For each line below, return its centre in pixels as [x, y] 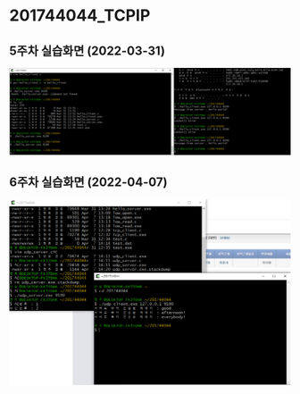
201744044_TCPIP [80, 16]
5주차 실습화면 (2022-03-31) [87, 50]
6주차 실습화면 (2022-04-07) [88, 182]
